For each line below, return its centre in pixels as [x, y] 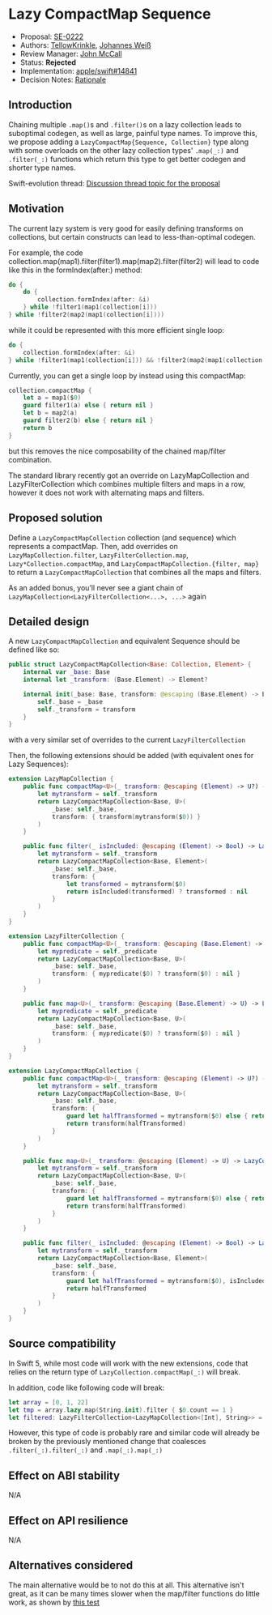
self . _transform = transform [87, 709]
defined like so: [34, 650]
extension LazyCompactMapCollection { [74, 1071]
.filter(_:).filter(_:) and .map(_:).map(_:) [86, 1450]
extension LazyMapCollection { [61, 779]
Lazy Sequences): [38, 764]
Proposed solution [55, 518]
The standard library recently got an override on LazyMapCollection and [129, 475]
